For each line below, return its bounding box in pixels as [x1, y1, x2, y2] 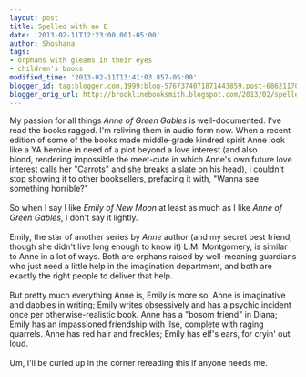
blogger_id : [9, 81, 55, 90]
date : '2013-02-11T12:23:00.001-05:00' [9, 30, 161, 39]
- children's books [9, 65, 84, 74]
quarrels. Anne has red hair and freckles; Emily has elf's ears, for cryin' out [9, 328, 291, 339]
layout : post [9, 13, 59, 23]
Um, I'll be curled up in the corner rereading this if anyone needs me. [9, 357, 269, 368]
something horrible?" [9, 183, 89, 194]
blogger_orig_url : [9, 89, 79, 99]
